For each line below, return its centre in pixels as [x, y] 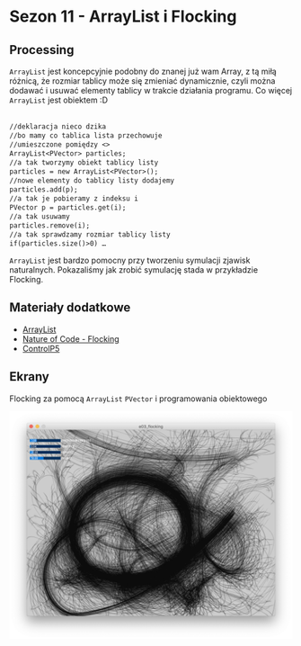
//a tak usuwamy [40, 217]
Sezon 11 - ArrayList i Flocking [123, 17]
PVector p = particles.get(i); [68, 208]
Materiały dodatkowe [70, 308]
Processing [42, 50]
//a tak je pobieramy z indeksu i [74, 199]
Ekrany [29, 377]
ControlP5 [41, 348]
